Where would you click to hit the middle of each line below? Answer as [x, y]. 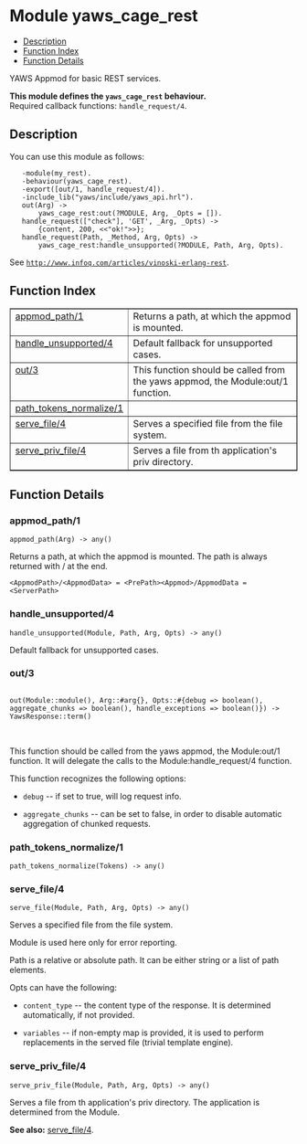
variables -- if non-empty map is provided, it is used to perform [143, 1033]
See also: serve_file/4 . [52, 1129]
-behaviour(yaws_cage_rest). [77, 181]
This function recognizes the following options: [98, 779]
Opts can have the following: [63, 988]
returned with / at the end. [58, 567]
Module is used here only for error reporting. [94, 943]
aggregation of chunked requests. [86, 823]
